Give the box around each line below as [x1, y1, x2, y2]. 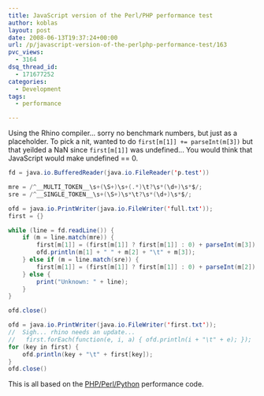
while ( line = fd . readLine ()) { [8, 226, 114, 234]
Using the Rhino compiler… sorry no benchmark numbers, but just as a [8, 128, 238, 138]
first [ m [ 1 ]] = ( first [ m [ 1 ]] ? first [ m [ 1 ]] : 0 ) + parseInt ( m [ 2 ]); [36, 262, 259, 271]
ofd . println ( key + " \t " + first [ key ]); [22, 350, 154, 358]
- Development [15, 85, 61, 93]
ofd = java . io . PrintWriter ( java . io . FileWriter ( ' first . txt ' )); [8, 321, 217, 329]
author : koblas [8, 19, 58, 27]
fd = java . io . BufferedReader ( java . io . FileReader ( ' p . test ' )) [8, 169, 210, 177]
